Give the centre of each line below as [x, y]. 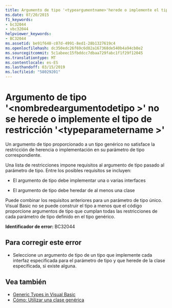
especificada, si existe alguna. [45, 266]
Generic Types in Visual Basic [44, 294]
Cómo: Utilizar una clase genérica [48, 300]
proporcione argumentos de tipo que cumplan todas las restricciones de [81, 211]
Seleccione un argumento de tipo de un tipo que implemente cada [82, 255]
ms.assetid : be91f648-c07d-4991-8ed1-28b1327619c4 [60, 44]
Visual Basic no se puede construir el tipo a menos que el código [74, 206]
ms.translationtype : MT [31, 58]
